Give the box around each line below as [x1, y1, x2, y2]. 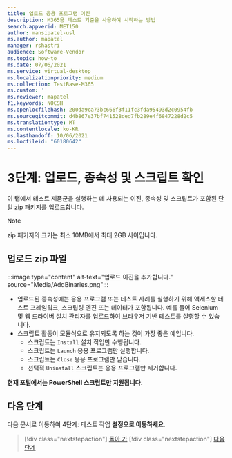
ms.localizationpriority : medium [7, 74, 104, 81]
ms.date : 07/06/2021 [7, 61, 67, 68]
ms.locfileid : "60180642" [7, 139, 81, 146]
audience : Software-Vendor [7, 49, 85, 56]
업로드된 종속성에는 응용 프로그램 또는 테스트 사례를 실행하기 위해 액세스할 [17, 295, 217, 303]
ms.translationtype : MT [7, 119, 76, 126]
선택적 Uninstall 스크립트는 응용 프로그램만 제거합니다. [27, 364, 177, 372]
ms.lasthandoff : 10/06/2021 [7, 132, 88, 139]
